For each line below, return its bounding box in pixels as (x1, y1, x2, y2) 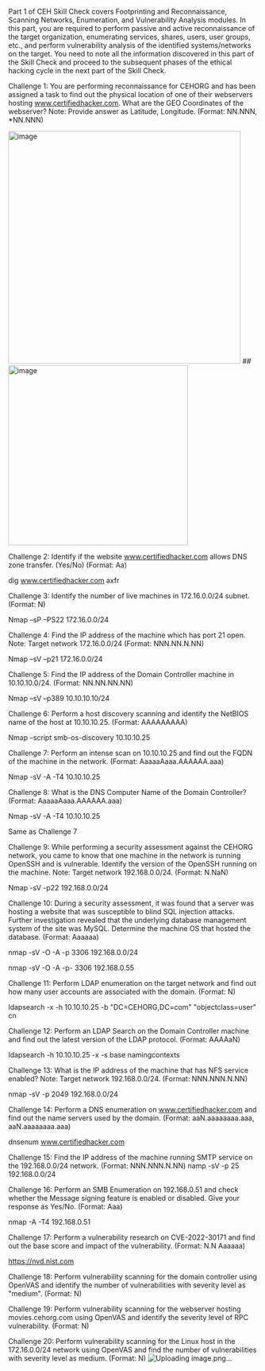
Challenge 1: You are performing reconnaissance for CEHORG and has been (8, 81, 256, 91)
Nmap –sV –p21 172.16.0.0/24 (8, 654, 103, 664)
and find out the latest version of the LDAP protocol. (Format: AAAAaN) (8, 1034, 240, 1044)
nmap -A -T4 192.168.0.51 (8, 1217, 91, 1226)
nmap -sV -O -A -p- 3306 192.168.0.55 (8, 963, 135, 972)
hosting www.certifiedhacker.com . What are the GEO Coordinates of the (8, 99, 244, 107)
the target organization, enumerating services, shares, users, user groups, (8, 32, 252, 41)
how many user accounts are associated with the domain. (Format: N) (8, 987, 236, 996)
